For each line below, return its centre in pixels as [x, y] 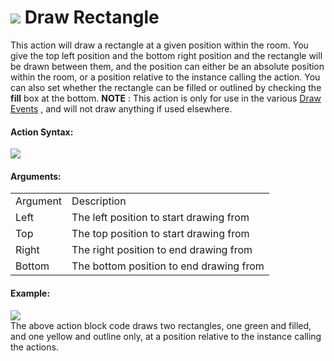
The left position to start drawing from [160, 218]
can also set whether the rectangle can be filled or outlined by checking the [166, 87]
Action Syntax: [42, 132]
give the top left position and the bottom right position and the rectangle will [166, 55]
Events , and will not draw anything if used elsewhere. [121, 108]
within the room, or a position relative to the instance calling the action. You [165, 77]
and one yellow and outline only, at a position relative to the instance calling [166, 336]
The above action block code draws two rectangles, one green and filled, [161, 325]
